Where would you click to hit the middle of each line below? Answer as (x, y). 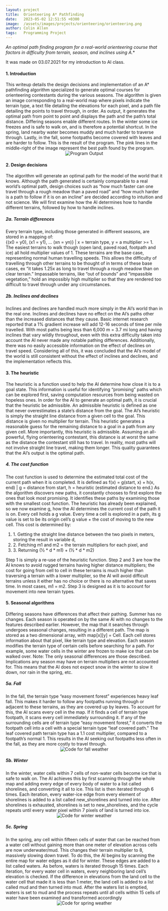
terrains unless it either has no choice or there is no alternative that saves (81, 581)
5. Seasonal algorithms (30, 603)
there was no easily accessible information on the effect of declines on (79, 346)
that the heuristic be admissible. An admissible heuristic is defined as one (81, 405)
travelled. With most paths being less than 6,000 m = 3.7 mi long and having (84, 330)
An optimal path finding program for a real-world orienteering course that (82, 47)
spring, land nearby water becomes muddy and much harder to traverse (80, 132)
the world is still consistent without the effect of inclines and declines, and (82, 356)
